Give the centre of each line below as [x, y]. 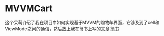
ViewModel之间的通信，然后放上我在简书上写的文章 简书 [62, 28]
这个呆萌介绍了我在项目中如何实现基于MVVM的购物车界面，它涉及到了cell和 [82, 22]
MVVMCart [29, 9]
